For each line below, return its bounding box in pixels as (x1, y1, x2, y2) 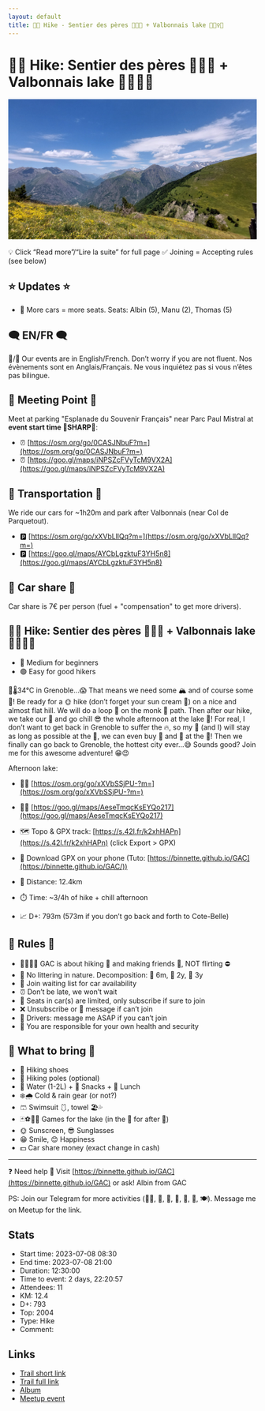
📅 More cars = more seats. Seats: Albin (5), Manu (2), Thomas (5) (19, 305, 233, 314)
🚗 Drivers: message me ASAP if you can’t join (19, 1013, 168, 1023)
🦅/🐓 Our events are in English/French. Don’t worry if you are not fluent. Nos (8, 354, 252, 363)
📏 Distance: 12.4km (19, 876, 83, 886)
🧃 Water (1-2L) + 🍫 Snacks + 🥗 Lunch (19, 1082, 140, 1091)
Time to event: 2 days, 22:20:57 (19, 1274, 124, 1284)
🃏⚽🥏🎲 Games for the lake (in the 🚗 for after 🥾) (19, 1114, 170, 1124)
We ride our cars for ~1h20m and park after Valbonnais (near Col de (8, 508, 229, 517)
